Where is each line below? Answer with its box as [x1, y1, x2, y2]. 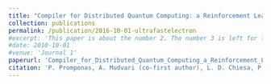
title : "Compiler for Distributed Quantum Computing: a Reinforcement [8, 11, 251, 20]
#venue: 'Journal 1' [8, 49, 78, 57]
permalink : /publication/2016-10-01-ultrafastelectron [8, 26, 197, 34]
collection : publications [8, 19, 95, 27]
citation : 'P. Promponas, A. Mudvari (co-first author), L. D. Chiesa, [8, 64, 254, 72]
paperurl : [8, 57, 42, 65]
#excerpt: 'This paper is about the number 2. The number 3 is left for [8, 34, 258, 42]
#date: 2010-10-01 [8, 42, 70, 50]
